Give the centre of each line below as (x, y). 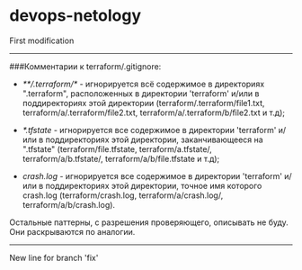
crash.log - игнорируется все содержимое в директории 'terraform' (152, 175)
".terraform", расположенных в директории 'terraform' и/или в (141, 93)
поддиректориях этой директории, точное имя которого (154, 185)
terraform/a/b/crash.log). (68, 204)
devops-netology (75, 16)
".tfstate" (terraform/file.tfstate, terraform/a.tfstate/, (117, 148)
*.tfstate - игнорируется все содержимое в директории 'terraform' (149, 130)
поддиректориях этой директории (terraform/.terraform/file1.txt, (143, 103)
